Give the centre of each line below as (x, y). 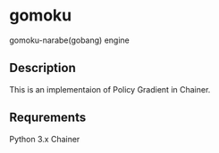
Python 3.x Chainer (45, 139)
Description (42, 68)
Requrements (48, 118)
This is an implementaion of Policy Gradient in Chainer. (110, 89)
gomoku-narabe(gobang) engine (69, 40)
